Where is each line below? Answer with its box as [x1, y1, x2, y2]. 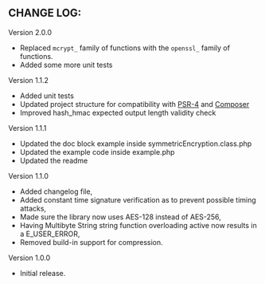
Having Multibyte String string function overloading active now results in [19, 220, 257, 230]
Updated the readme [19, 156, 88, 165]
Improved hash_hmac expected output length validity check [19, 108, 216, 117]
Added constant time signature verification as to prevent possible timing [19, 195, 256, 204]
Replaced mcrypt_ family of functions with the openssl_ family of [19, 43, 231, 53]
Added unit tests [19, 91, 74, 101]
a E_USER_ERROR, [19, 229, 80, 239]
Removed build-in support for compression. [19, 237, 163, 247]
